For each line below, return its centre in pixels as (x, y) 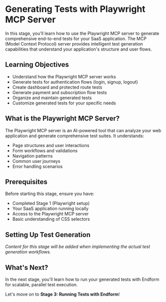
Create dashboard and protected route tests (57, 87)
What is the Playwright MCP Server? (62, 119)
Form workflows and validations (45, 151)
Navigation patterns (32, 156)
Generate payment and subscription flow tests (60, 92)
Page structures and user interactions (51, 145)
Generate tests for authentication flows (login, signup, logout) (75, 82)
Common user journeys (36, 161)
